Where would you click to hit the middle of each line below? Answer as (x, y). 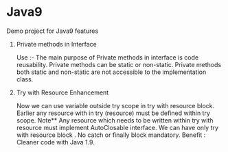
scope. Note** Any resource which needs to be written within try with (115, 120)
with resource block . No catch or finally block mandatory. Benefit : (111, 135)
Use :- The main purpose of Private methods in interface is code (107, 57)
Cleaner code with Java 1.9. (56, 142)
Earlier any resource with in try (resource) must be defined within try (113, 113)
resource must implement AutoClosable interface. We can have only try (117, 127)
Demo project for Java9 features (53, 31)
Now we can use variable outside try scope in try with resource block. (115, 105)
